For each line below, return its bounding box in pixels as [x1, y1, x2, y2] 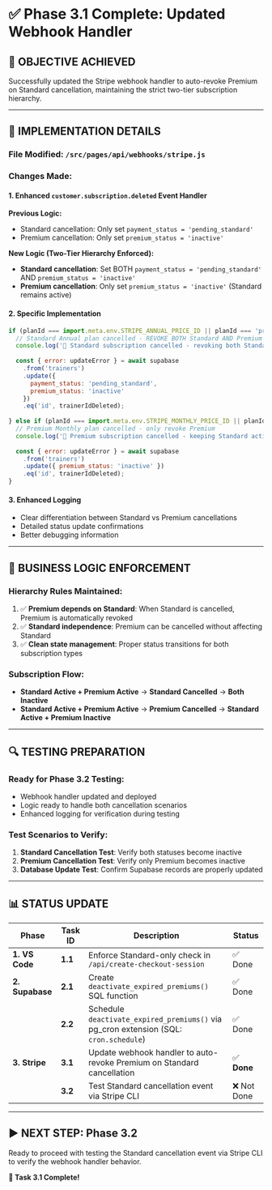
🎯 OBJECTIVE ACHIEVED [8, 54, 136, 69]
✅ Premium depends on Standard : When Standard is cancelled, [19, 604, 235, 613]
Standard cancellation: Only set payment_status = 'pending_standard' [19, 224, 254, 234]
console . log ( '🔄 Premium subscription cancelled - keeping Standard [15, 432, 249, 440]
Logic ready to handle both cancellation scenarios [19, 800, 188, 810]
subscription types [19, 648, 83, 658]
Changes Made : [8, 171, 73, 182]
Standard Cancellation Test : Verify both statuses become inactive [19, 847, 243, 857]
